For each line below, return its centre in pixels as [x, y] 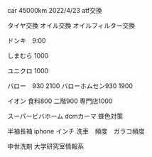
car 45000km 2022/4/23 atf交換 [55, 10]
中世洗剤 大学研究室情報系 [45, 146]
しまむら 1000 [28, 56]
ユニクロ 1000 [28, 71]
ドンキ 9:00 [27, 40]
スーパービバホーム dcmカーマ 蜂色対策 [65, 116]
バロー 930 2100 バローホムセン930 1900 [70, 86]
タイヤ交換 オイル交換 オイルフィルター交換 [71, 26]
